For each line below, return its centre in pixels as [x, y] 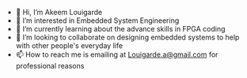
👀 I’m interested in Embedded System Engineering [97, 20]
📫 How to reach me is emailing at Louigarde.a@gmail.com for [117, 54]
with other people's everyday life [69, 46]
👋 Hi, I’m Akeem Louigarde [59, 12]
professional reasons [50, 66]
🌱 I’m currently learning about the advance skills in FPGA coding [120, 29]
